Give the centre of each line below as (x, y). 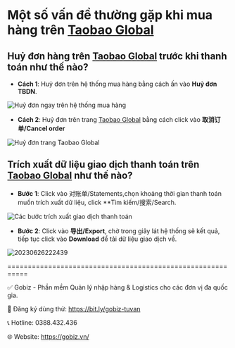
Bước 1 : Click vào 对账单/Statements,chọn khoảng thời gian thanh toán (119, 193)
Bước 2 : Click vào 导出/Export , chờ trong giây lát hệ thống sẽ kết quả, (119, 231)
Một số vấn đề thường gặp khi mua (110, 15)
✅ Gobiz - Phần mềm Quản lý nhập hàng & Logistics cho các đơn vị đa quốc (118, 287)
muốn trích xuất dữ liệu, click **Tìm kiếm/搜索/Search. (97, 202)
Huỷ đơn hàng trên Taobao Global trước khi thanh (117, 56)
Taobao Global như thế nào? (70, 176)
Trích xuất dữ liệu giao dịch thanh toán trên (103, 164)
